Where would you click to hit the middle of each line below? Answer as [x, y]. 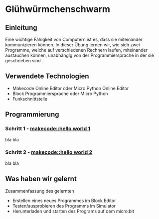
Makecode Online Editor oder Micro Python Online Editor [71, 88]
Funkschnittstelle [30, 99]
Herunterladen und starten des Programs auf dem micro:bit [73, 211]
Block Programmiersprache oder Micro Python [60, 94]
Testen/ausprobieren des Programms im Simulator [64, 206]
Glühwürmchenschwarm [58, 9]
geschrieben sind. [24, 60]
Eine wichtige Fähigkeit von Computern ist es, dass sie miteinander [74, 39]
